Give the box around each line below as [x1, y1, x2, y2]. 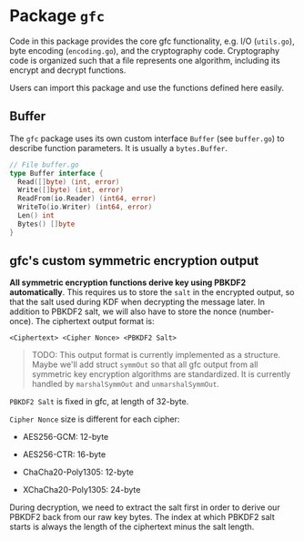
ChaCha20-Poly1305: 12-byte [22, 466, 135, 478]
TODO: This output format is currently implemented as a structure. [31, 350, 280, 361]
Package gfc [9, 5, 106, 26]
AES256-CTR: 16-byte [22, 449, 106, 460]
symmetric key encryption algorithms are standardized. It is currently [31, 369, 291, 380]
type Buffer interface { [9, 168, 104, 178]
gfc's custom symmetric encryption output [9, 253, 259, 269]
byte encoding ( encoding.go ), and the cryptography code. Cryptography [9, 45, 280, 56]
